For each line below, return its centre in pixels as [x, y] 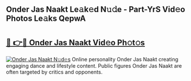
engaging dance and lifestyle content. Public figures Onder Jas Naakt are [94, 66]
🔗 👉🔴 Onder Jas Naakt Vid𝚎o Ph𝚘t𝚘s [76, 43]
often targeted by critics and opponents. [54, 72]
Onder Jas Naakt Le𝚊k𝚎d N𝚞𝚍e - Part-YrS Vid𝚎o [95, 10]
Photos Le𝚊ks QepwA [46, 19]
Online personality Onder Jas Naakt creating [125, 59]
